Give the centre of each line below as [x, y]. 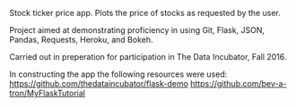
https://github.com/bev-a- [238, 83]
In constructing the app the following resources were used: [118, 74]
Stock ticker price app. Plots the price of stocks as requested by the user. [145, 13]
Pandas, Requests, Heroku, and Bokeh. [82, 40]
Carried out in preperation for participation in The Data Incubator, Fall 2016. [148, 57]
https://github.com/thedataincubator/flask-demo [99, 83]
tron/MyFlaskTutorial [47, 93]
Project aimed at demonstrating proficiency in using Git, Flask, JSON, [137, 30]
